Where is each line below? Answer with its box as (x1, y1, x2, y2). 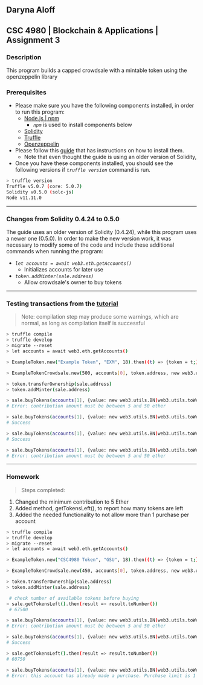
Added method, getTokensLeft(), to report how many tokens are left (14, 504, 183, 511)
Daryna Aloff (6, 5, 56, 15)
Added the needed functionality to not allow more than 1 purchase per (14, 511, 189, 518)
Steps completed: (21, 486, 65, 493)
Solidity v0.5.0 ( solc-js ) (6, 189, 74, 195)
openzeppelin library (6, 73, 58, 80)
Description (6, 53, 42, 61)
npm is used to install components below (33, 121, 132, 129)
